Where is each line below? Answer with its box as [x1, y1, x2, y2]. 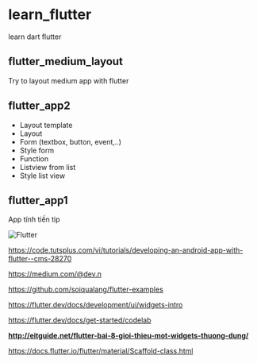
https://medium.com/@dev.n [8, 269, 102, 279]
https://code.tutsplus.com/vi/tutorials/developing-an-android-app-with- [8, 245, 244, 255]
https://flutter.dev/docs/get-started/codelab [8, 315, 152, 325]
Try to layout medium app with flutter [8, 75, 129, 85]
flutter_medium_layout [8, 55, 123, 68]
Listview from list [19, 162, 76, 172]
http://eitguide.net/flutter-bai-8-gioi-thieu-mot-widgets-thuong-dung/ [8, 331, 249, 341]
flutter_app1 [8, 193, 69, 207]
